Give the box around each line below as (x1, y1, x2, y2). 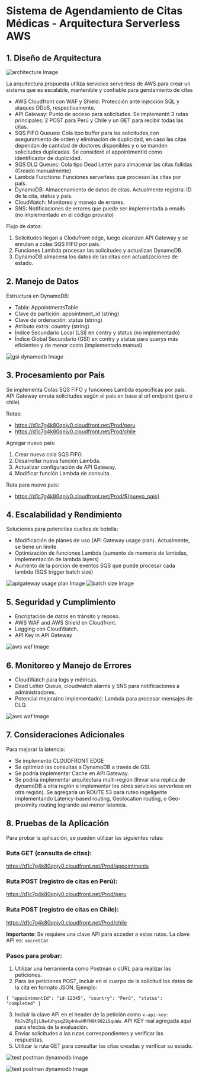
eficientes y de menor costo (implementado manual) (14, 341, 143, 348)
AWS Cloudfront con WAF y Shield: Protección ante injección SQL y (14, 98, 179, 105)
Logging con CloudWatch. (14, 625, 79, 632)
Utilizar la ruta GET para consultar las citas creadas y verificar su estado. (14, 1042, 193, 1050)
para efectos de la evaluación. (14, 1023, 89, 1031)
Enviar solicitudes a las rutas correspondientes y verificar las (14, 1029, 164, 1037)
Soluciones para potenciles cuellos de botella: (6, 526, 118, 533)
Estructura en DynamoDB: (6, 292, 70, 299)
